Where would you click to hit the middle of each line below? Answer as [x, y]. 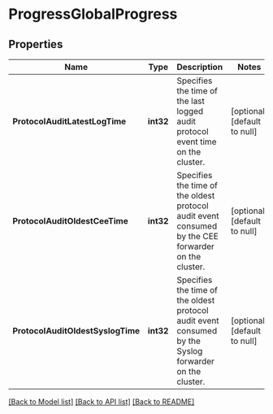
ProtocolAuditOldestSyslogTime [76, 331]
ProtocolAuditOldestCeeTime [70, 221]
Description [200, 67]
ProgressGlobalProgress [93, 14]
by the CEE [198, 236]
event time [197, 142]
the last [191, 101]
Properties [36, 44]
